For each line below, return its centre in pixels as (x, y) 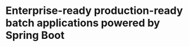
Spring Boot (35, 35)
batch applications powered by (83, 23)
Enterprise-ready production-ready (94, 11)
